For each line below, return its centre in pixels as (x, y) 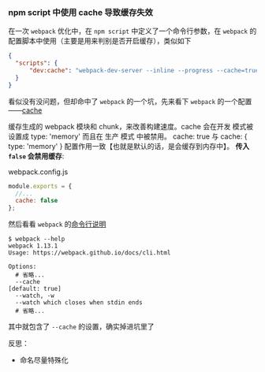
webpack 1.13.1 (33, 246)
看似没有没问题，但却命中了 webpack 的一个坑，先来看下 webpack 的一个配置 (130, 101)
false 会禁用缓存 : (36, 156)
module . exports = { (40, 186)
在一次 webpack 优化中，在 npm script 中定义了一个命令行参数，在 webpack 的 (132, 31)
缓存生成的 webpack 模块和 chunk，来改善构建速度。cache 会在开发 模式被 (131, 126)
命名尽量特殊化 (44, 360)
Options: (22, 267)
